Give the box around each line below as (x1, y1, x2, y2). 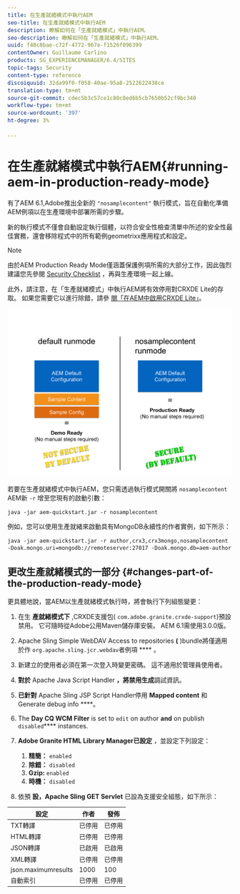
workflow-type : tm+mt (7, 102, 72, 109)
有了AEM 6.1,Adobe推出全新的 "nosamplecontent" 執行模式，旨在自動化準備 (7, 199, 229, 207)
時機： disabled (28, 777, 75, 785)
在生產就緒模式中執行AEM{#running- (7, 158, 229, 174)
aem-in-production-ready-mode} (7, 174, 210, 190)
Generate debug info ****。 (17, 700, 100, 708)
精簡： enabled (28, 752, 72, 760)
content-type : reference (7, 71, 81, 79)
